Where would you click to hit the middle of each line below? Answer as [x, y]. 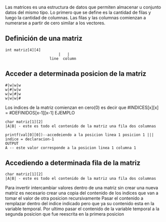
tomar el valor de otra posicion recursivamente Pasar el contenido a [74, 198]
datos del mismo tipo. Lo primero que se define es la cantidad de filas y [78, 12]
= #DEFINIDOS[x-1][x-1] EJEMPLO [40, 112]
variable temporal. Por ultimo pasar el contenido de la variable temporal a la [82, 209]
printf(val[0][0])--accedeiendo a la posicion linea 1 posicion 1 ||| [80, 135]
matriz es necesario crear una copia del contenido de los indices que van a [82, 193]
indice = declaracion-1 [30, 139]
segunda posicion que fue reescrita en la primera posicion [65, 214]
